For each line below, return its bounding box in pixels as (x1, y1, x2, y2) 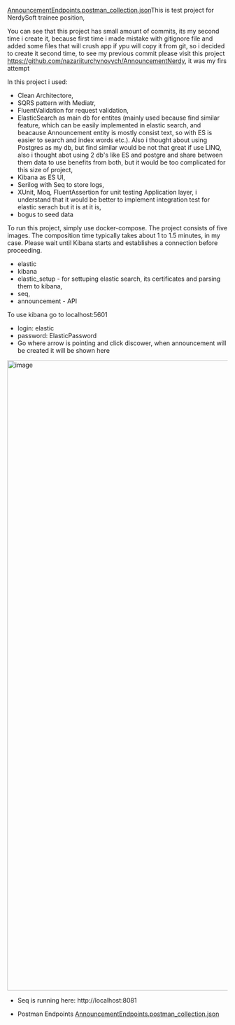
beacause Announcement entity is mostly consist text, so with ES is (17, 129, 213, 137)
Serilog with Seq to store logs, (17, 181, 105, 188)
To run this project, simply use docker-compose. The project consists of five (7, 224, 228, 232)
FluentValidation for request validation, (17, 106, 129, 114)
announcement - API (17, 297, 78, 305)
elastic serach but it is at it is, (17, 203, 101, 211)
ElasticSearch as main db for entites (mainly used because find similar (17, 113, 220, 122)
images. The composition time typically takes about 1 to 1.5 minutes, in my (7, 231, 220, 239)
